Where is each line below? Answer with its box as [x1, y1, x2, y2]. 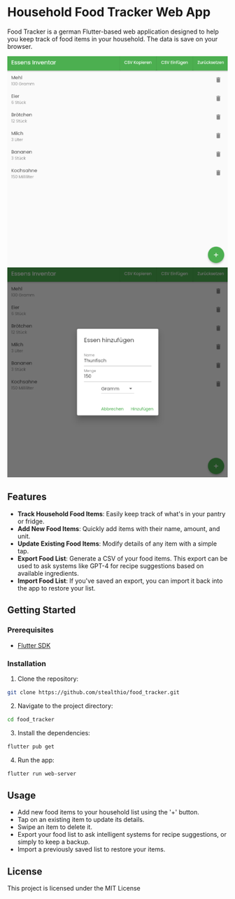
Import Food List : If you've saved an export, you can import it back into [17, 576, 223, 585]
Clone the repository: [17, 674, 79, 683]
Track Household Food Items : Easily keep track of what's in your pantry [17, 509, 226, 518]
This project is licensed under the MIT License [7, 884, 141, 893]
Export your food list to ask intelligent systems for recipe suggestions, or [17, 830, 227, 839]
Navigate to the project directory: [17, 701, 113, 710]
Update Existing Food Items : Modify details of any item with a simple [17, 539, 218, 548]
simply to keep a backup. [17, 837, 90, 847]
